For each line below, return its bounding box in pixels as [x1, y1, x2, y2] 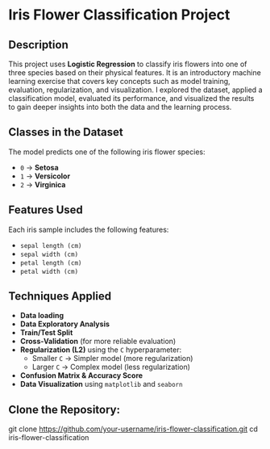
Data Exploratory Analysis [19, 319, 110, 329]
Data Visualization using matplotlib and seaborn [19, 380, 183, 389]
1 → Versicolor [19, 171, 71, 181]
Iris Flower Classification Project [8, 6, 231, 24]
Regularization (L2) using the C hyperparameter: [19, 345, 182, 355]
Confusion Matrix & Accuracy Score [19, 371, 143, 380]
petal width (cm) [19, 267, 79, 275]
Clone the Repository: [8, 402, 121, 417]
